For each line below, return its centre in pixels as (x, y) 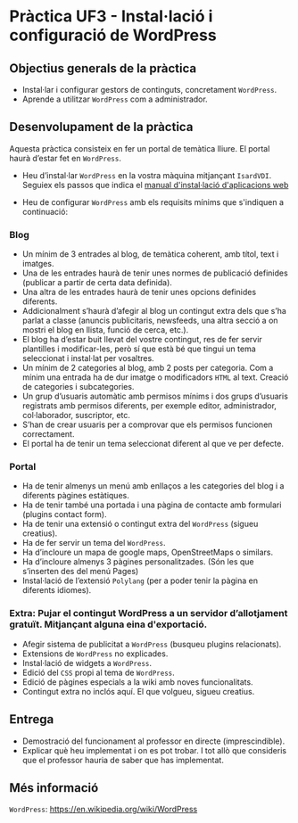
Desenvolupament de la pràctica (101, 127)
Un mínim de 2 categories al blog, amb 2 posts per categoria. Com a (148, 368)
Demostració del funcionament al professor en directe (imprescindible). (153, 741)
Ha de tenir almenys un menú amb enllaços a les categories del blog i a (153, 486)
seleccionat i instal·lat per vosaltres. (88, 358)
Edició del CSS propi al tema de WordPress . (99, 672)
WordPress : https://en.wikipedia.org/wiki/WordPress (103, 810)
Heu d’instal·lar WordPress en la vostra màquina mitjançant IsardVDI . (147, 175)
